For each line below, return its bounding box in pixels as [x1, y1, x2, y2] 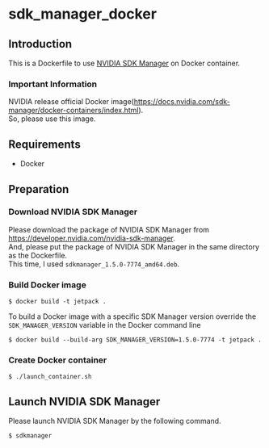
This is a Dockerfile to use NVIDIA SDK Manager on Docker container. [8, 58, 241, 68]
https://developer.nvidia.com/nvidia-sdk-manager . [8, 233, 176, 243]
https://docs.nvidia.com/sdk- [133, 97, 230, 107]
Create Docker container [8, 354, 107, 366]
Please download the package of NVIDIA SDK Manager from [8, 224, 210, 234]
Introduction [8, 37, 73, 51]
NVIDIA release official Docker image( [8, 97, 135, 107]
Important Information [8, 78, 98, 90]
